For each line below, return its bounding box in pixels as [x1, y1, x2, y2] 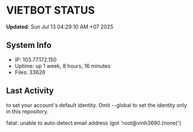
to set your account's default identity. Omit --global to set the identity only [6, 101, 188, 108]
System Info [6, 40, 52, 50]
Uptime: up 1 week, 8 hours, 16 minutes [14, 62, 111, 69]
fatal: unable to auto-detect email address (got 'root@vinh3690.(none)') [6, 119, 182, 126]
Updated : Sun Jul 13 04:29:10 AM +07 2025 [6, 23, 114, 30]
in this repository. [6, 108, 49, 115]
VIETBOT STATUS [6, 4, 95, 17]
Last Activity [6, 86, 54, 96]
